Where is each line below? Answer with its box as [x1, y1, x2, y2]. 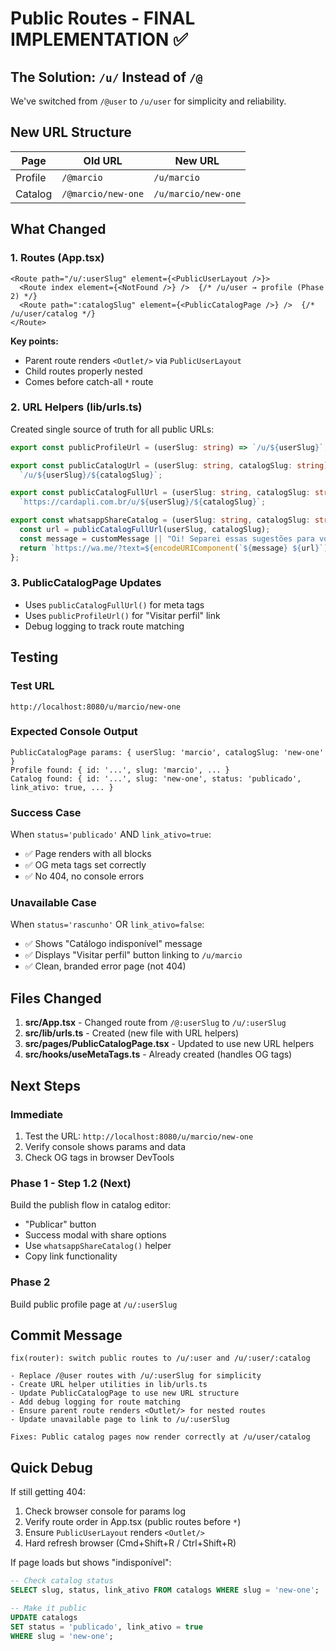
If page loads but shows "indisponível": [10, 1557, 172, 1569]
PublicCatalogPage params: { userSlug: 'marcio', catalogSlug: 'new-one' [10, 747, 325, 757]
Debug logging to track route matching [24, 620, 185, 632]
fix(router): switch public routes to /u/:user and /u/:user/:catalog [10, 1353, 311, 1364]
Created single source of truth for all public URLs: [10, 423, 215, 435]
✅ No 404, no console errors [24, 870, 145, 882]
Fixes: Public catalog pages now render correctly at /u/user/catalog [10, 1432, 311, 1442]
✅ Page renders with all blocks [24, 848, 152, 860]
